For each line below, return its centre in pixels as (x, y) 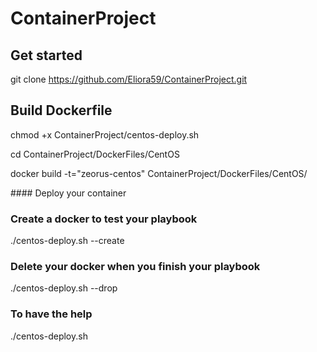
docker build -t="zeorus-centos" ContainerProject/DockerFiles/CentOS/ (159, 173)
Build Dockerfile (61, 110)
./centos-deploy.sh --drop (64, 288)
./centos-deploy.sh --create (67, 241)
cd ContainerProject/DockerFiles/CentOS (95, 154)
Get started (46, 55)
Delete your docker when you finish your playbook (135, 267)
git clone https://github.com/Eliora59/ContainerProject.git (129, 79)
